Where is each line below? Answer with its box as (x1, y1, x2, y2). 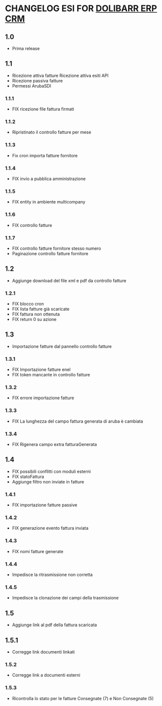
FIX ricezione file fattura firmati (12, 106, 74, 112)
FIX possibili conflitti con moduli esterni (12, 468, 91, 474)
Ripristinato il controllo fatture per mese (12, 130, 91, 135)
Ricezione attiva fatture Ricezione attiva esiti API (12, 73, 109, 78)
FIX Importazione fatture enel (12, 367, 71, 372)
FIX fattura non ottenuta (12, 311, 60, 317)
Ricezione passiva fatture (12, 77, 63, 83)
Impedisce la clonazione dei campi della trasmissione (12, 595, 119, 601)
